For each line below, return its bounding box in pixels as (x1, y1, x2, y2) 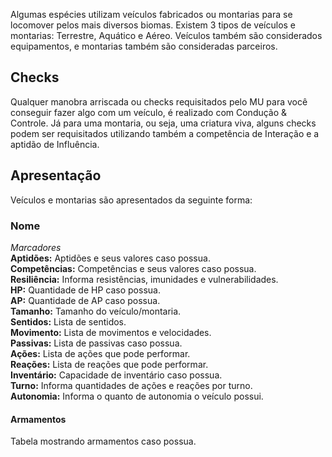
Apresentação (10, 167, 102, 184)
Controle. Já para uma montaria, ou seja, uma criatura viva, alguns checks (10, 117, 317, 129)
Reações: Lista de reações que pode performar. (10, 358, 209, 370)
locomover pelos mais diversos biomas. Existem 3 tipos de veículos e (10, 19, 297, 31)
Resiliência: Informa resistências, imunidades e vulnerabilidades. (10, 273, 279, 285)
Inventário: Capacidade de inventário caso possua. (10, 369, 223, 381)
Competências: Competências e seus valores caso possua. (10, 262, 257, 274)
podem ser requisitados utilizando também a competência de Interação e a (10, 127, 320, 139)
